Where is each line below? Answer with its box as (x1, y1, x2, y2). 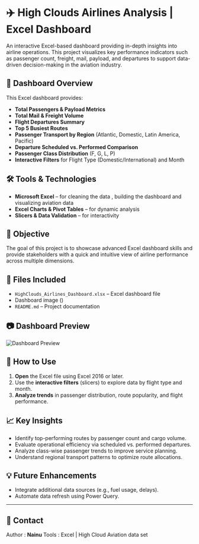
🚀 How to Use (6, 357, 56, 367)
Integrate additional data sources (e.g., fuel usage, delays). (14, 486, 159, 494)
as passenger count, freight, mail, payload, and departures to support (6, 55, 176, 62)
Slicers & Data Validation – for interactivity (14, 211, 120, 219)
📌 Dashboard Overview (6, 78, 93, 88)
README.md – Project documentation (14, 303, 100, 310)
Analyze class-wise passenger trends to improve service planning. (14, 447, 178, 454)
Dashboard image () (14, 296, 64, 304)
